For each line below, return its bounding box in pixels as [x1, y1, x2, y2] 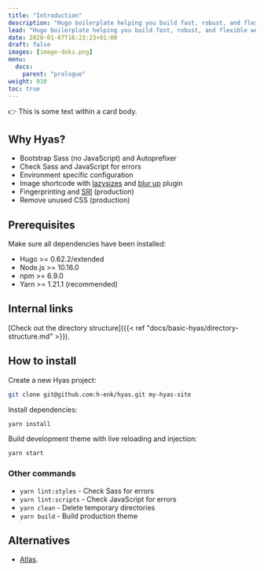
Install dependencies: [8, 405, 78, 414]
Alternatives [8, 533, 71, 547]
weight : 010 [8, 77, 47, 85]
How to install [8, 354, 77, 368]
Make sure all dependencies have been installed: [8, 239, 167, 248]
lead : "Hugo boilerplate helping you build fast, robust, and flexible [8, 26, 247, 34]
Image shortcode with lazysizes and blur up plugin [19, 179, 183, 188]
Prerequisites [8, 218, 75, 232]
